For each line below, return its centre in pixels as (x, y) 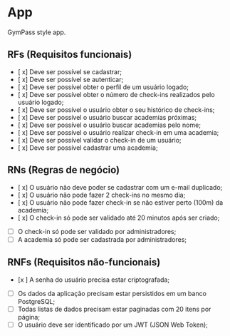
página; (29, 317)
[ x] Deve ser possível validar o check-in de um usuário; (99, 140)
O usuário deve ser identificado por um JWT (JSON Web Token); (113, 325)
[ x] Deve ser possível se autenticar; (70, 79)
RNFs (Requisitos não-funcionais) (84, 262)
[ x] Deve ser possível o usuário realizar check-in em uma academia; (118, 132)
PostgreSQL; (36, 301)
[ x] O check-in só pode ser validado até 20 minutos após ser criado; (119, 218)
